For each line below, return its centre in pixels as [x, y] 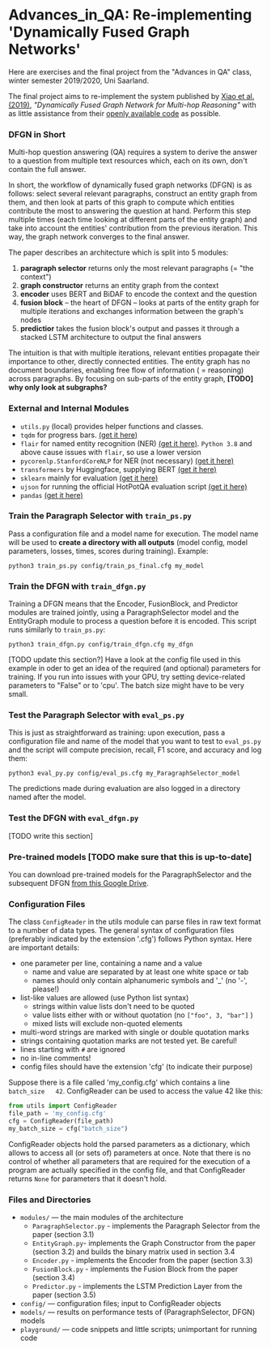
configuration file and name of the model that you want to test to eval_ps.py [135, 741]
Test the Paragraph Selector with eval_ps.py [96, 715]
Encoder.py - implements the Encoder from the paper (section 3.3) [142, 1261]
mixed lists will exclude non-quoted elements [108, 1024]
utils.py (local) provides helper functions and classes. [112, 426]
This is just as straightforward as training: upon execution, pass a [117, 732]
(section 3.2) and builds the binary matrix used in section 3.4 [133, 1252]
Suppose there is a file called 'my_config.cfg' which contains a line [119, 1083]
